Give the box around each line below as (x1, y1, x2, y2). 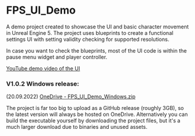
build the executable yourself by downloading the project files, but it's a (6, 117, 181, 124)
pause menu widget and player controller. (6, 53, 108, 60)
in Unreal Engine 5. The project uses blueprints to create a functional (6, 29, 174, 36)
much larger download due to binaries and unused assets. (6, 124, 148, 131)
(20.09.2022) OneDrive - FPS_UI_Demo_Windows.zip (6, 93, 136, 101)
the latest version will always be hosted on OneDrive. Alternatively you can (6, 111, 188, 118)
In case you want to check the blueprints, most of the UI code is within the (6, 47, 187, 54)
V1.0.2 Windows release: (6, 79, 80, 88)
